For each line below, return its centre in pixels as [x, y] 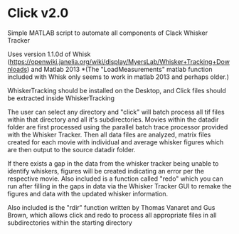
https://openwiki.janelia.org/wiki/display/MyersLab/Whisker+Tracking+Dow [119, 61]
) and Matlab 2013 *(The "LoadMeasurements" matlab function [120, 69]
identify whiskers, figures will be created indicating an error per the [106, 171]
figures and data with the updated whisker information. [88, 193]
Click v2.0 [38, 13]
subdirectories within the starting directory [70, 223]
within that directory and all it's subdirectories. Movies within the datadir [113, 119]
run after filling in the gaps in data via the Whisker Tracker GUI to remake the [119, 186]
